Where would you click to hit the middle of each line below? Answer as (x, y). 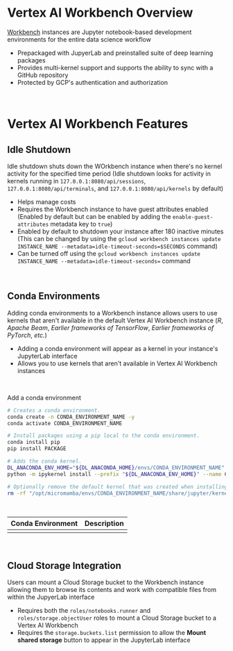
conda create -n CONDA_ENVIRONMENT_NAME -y (71, 417)
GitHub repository (43, 75)
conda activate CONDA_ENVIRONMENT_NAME (65, 423)
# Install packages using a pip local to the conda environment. (103, 436)
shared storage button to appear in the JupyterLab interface (104, 640)
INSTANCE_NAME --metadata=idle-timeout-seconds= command (104, 261)
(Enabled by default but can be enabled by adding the (94, 216)
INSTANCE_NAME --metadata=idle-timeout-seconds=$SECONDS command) (118, 246)
